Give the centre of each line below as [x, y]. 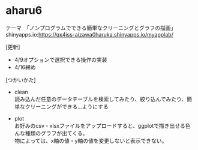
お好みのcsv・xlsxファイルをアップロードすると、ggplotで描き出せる [100, 125]
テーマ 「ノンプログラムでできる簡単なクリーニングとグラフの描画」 [91, 28]
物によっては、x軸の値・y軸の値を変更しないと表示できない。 [91, 140]
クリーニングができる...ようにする [67, 106]
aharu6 [24, 10]
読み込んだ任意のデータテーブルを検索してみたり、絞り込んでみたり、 [100, 99]
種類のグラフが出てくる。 [56, 133]
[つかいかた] [21, 80]
